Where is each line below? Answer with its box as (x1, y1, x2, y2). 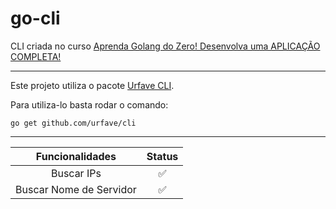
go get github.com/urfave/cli (10, 118, 137, 128)
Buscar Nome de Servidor (15, 182, 137, 196)
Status (146, 149, 179, 163)
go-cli (10, 7, 61, 30)
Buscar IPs (50, 166, 102, 180)
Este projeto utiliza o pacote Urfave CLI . (10, 79, 175, 91)
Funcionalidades (35, 149, 117, 163)
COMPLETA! (10, 50, 62, 62)
